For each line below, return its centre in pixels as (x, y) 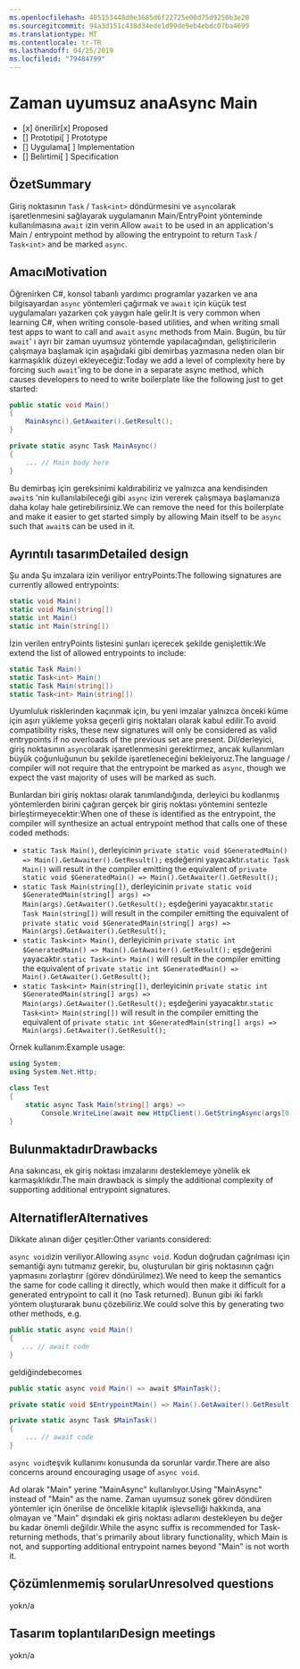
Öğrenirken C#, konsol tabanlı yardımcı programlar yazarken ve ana (133, 294)
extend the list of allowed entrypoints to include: (98, 652)
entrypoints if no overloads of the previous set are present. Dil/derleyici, (142, 740)
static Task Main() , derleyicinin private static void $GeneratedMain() (155, 851)
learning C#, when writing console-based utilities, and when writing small (144, 322)
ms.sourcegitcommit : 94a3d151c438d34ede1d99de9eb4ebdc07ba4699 (129, 26)
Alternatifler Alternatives (79, 1217)
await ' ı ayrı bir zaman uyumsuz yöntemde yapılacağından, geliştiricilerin (143, 341)
